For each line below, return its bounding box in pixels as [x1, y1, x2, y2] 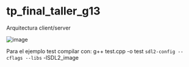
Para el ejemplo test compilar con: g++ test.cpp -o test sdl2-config [6, 47, 176, 55]
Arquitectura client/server [6, 24, 71, 31]
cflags [6, 55, 23, 61]
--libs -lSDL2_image [25, 54, 79, 61]
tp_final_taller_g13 [6, 4, 101, 18]
